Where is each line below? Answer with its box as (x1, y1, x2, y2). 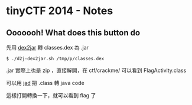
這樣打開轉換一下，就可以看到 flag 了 (6, 92, 96, 99)
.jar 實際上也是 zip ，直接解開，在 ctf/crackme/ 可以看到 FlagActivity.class (6, 67, 187, 74)
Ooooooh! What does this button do (6, 28, 141, 38)
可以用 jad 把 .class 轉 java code (6, 80, 84, 86)
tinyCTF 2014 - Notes (6, 4, 113, 18)
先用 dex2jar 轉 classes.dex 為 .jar (6, 44, 89, 51)
